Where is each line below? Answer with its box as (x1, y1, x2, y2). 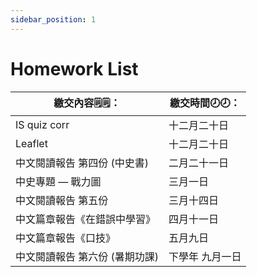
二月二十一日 (168, 156, 230, 170)
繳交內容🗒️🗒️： (53, 96, 121, 110)
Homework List (10, 57, 139, 80)
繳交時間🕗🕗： (169, 96, 241, 110)
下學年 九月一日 (168, 249, 242, 263)
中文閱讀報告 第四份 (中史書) (15, 156, 150, 170)
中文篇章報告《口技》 (15, 231, 117, 245)
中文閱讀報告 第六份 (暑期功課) (15, 249, 160, 263)
